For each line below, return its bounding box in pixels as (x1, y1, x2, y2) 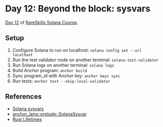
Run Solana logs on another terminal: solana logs (12, 62, 115, 68)
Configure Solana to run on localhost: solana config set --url (12, 47, 142, 53)
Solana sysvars (12, 106, 44, 112)
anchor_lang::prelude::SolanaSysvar (12, 111, 87, 117)
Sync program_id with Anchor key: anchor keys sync (12, 73, 121, 79)
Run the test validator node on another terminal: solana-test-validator (12, 57, 159, 63)
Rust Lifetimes (12, 116, 42, 122)
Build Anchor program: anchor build (12, 67, 87, 73)
